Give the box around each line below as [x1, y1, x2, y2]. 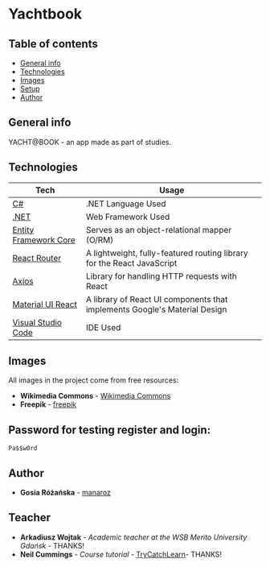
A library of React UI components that [85, 293, 228, 304]
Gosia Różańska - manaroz [19, 488, 111, 498]
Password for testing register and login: [8, 423, 211, 437]
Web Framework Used [85, 211, 170, 222]
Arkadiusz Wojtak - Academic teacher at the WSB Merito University [19, 532, 247, 542]
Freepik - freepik [19, 399, 77, 409]
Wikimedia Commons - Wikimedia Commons [19, 391, 171, 401]
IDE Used [85, 321, 121, 333]
